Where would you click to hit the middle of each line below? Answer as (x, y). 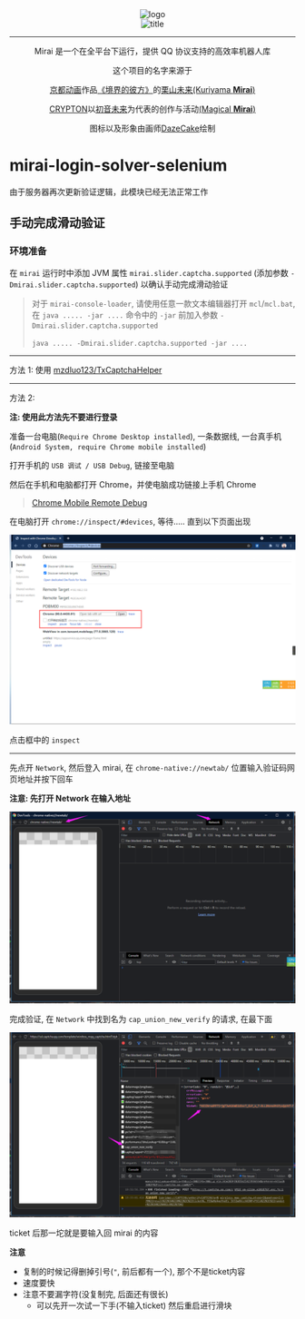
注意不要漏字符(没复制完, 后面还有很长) (95, 1294)
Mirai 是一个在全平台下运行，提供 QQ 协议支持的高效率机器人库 (152, 51)
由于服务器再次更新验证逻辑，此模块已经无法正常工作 (109, 192)
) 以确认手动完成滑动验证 (182, 284)
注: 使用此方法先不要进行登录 (64, 417)
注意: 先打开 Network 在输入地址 (70, 799)
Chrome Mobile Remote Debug (89, 502)
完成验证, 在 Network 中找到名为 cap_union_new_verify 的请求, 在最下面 (141, 1019)
